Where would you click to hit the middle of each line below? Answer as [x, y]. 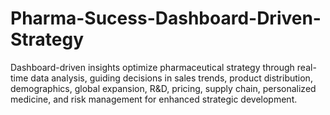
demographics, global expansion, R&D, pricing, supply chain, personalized [163, 88]
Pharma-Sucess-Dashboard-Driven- [166, 18]
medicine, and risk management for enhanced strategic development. [154, 99]
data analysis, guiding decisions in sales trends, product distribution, [171, 78]
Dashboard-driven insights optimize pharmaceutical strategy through [152, 67]
